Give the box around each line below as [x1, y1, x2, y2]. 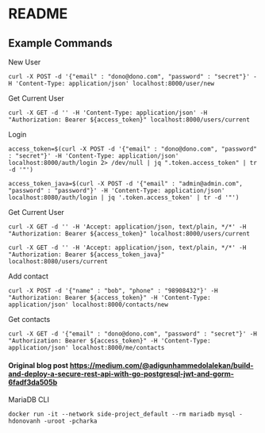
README [8, 5, 68, 23]
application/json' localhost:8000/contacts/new [8, 301, 169, 308]
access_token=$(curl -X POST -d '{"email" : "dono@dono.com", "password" [8, 145, 258, 153]
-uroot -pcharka [43, 417, 98, 425]
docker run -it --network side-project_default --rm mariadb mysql [8, 410, 236, 419]
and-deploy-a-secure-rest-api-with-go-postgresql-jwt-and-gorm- [8, 369, 234, 378]
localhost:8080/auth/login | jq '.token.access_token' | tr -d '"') [8, 194, 240, 201]
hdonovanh [8, 417, 41, 425]
